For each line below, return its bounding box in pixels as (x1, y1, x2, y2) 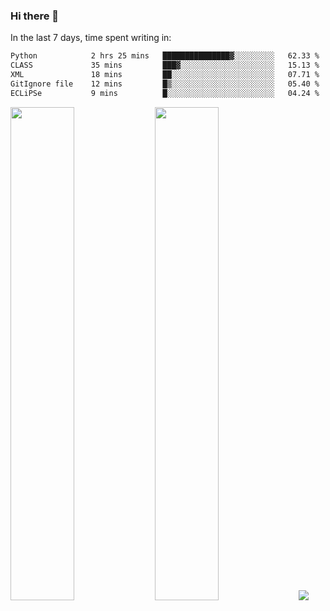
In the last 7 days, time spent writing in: (10, 32, 172, 44)
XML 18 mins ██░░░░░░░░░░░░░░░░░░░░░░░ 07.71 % (10, 70, 320, 80)
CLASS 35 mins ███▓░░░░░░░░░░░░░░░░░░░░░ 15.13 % (10, 60, 320, 71)
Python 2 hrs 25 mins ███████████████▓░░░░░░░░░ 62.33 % (10, 51, 320, 61)
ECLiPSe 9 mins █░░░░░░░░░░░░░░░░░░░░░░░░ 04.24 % (10, 88, 320, 98)
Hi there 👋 (10, 9, 60, 23)
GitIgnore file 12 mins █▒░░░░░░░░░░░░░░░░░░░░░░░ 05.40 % (10, 79, 320, 89)
